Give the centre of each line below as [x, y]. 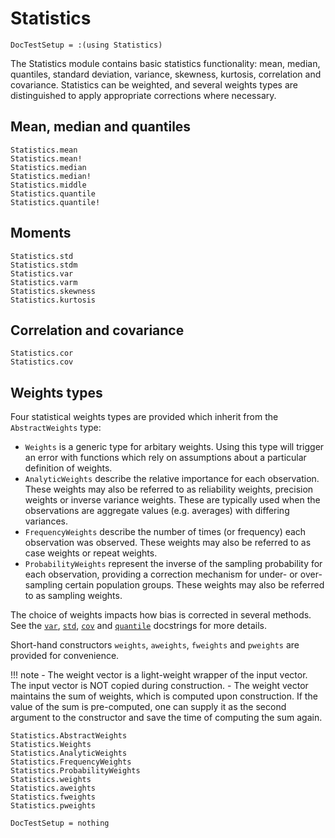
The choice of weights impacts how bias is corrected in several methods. [161, 615]
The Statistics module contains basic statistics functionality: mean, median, [165, 63]
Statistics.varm [44, 282]
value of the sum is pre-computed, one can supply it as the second [148, 707]
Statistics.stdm [44, 265]
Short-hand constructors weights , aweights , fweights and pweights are [155, 645]
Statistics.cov [42, 362]
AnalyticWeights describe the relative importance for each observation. [172, 479]
